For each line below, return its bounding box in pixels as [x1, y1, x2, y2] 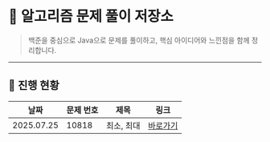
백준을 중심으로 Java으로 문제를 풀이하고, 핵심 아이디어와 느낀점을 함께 [27, 35, 251, 45]
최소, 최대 [105, 120, 141, 131]
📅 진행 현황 [8, 79, 60, 92]
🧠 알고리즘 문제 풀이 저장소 [8, 7, 174, 26]
